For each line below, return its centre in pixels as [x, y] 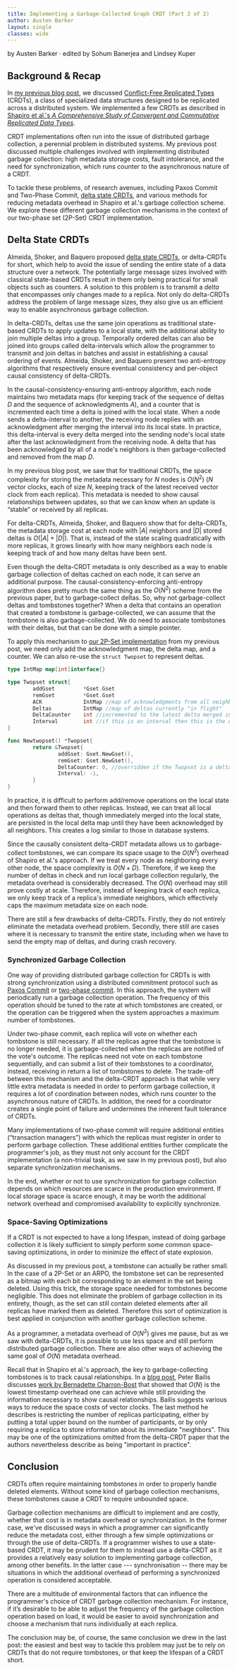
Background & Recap [54, 76]
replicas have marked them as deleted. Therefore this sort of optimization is [117, 1311]
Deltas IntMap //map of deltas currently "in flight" [127, 708]
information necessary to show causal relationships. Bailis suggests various [117, 1400]
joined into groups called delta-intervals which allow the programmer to [111, 345]
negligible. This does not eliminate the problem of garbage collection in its [115, 1296]
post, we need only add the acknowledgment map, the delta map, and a [112, 649]
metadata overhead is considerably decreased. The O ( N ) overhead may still [117, 883]
